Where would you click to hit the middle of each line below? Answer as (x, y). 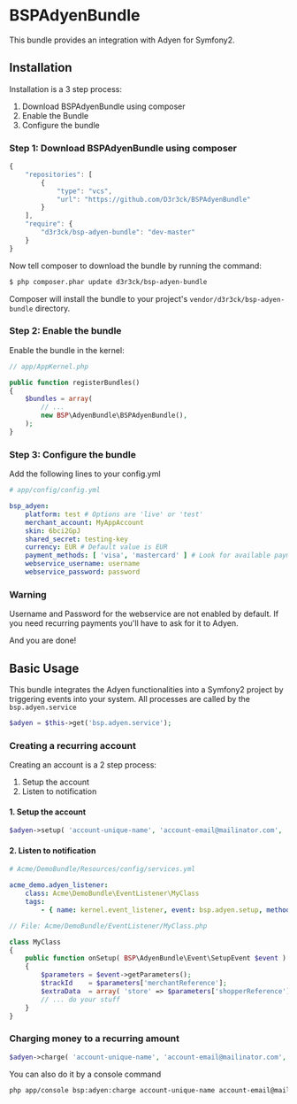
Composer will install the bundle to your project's (99, 298)
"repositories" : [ (59, 174)
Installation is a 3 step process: (65, 89)
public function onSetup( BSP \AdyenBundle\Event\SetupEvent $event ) (156, 958)
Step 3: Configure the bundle (73, 454)
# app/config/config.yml (55, 490)
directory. (53, 308)
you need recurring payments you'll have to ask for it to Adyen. (124, 623)
